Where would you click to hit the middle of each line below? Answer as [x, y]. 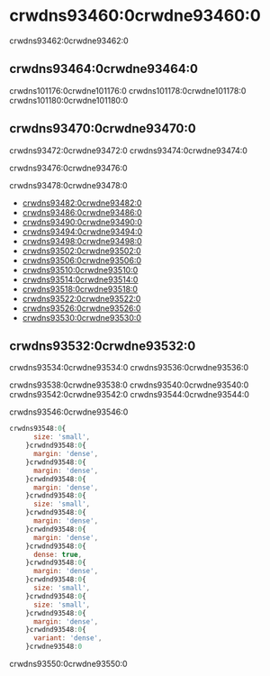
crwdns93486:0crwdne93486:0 [82, 212]
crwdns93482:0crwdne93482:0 [82, 203]
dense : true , [58, 554]
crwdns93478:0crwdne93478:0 [68, 185]
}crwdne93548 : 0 [54, 647]
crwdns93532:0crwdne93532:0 [103, 346]
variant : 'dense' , [67, 638]
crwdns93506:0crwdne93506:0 [82, 260]
